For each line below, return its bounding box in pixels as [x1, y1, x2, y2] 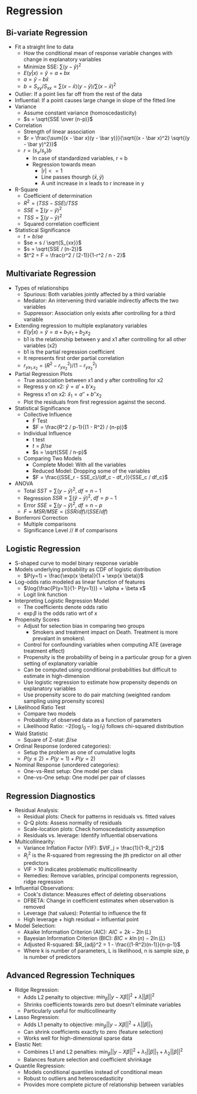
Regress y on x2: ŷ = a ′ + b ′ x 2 [23, 383, 96, 392]
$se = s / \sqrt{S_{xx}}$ [23, 239, 82, 246]
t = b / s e [23, 232, 43, 240]
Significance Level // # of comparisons [23, 526, 118, 533]
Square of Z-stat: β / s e [23, 736, 77, 743]
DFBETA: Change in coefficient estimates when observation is [23, 897, 174, 904]
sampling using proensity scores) [23, 697, 105, 705]
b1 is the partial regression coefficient [23, 348, 115, 355]
